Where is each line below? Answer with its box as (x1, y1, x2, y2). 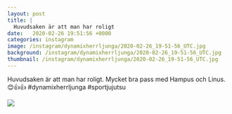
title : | (7, 17, 33, 24)
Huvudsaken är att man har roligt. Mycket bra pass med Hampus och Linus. (7, 75, 226, 83)
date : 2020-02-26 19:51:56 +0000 (7, 29, 112, 37)
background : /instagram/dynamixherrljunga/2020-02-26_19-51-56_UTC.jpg (7, 50, 221, 57)
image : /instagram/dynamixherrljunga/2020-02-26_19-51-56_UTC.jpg (7, 43, 206, 50)
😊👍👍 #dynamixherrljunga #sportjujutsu (7, 83, 127, 91)
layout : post (7, 10, 46, 17)
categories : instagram (7, 36, 74, 43)
